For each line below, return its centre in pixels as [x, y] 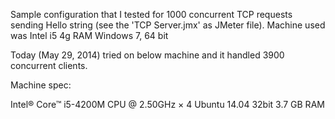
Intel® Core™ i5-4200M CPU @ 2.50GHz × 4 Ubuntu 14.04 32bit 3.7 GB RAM [167, 104]
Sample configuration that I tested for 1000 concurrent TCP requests [151, 14]
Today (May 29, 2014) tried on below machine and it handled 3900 [147, 55]
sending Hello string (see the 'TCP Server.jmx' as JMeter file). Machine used [168, 25]
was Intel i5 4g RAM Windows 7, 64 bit [89, 35]
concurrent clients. [49, 65]
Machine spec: [41, 85]
